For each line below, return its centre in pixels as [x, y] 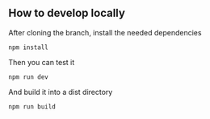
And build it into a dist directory [61, 92]
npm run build [32, 107]
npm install [28, 47]
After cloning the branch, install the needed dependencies [105, 32]
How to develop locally [67, 13]
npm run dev [28, 77]
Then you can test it [42, 62]
